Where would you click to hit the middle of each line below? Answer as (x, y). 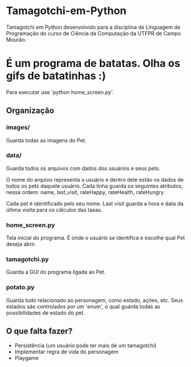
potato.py (21, 288)
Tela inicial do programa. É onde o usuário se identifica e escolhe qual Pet (95, 238)
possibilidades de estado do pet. (46, 312)
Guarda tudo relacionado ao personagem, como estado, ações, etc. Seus (95, 300)
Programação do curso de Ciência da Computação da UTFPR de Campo (93, 33)
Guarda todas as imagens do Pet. (46, 140)
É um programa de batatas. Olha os (93, 64)
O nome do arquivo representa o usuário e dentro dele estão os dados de (95, 179)
